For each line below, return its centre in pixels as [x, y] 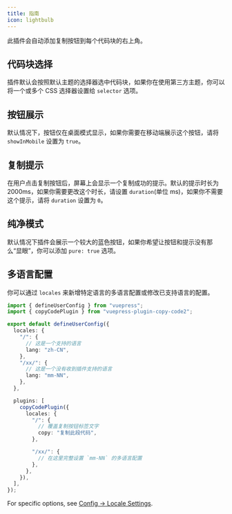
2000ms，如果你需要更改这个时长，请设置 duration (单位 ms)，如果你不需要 [115, 191]
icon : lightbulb [30, 20]
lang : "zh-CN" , [47, 350]
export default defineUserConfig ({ [58, 324]
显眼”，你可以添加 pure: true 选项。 [68, 250]
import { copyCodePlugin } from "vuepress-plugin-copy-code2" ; [100, 312]
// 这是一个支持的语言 [53, 343]
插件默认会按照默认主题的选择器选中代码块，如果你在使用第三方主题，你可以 [116, 82]
